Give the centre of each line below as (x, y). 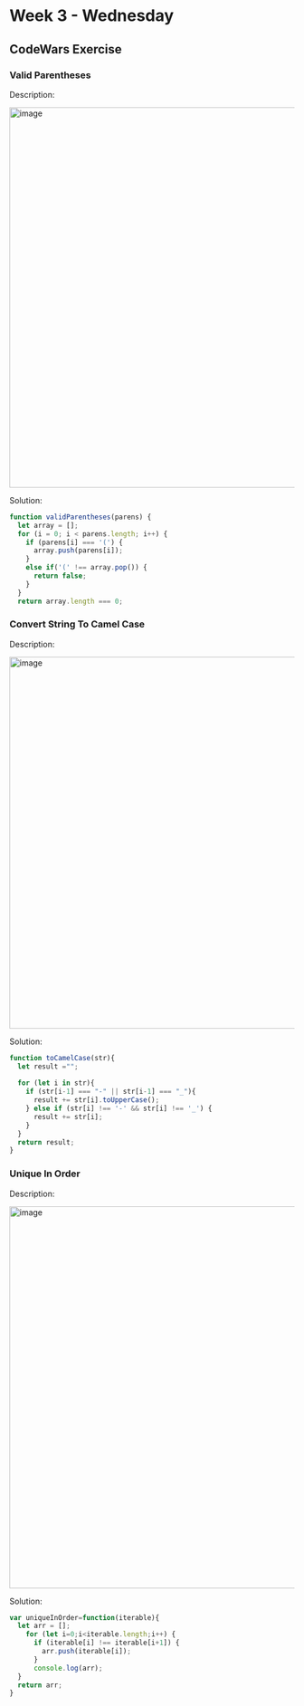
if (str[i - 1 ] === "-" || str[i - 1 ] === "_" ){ (111, 1092)
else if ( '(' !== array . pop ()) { (86, 568)
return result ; (46, 1142)
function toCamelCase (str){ (62, 1058)
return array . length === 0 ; (71, 601)
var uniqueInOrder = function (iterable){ (85, 1617)
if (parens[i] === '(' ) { (75, 542)
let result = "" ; (48, 1066)
